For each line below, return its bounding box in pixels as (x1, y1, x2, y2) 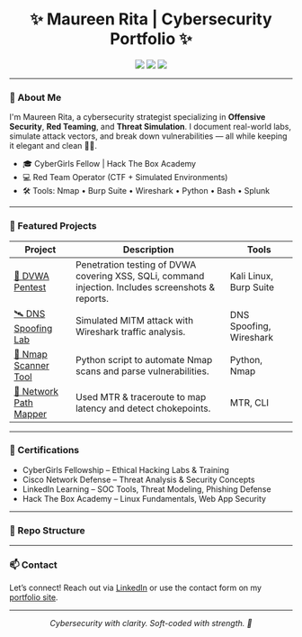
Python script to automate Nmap (75, 353, 213, 366)
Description (122, 243, 174, 256)
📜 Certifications (9, 444, 80, 457)
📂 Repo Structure (9, 523, 85, 536)
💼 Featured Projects (9, 220, 97, 232)
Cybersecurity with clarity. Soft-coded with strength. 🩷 (49, 618, 253, 629)
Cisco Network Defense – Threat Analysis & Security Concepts (22, 474, 255, 485)
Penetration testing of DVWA (75, 258, 197, 270)
